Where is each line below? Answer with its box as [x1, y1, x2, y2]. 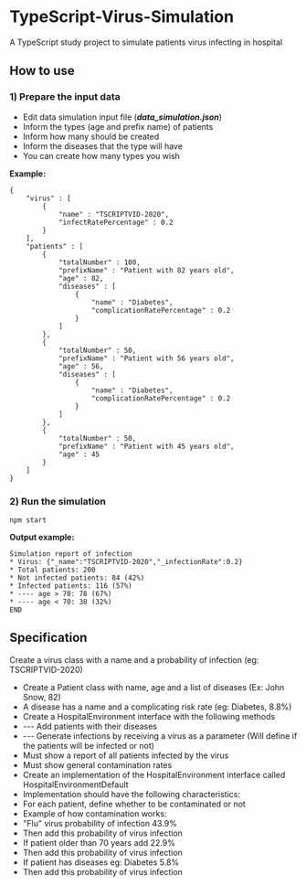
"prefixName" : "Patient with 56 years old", [58, 354, 235, 363]
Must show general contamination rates [22, 759, 173, 770]
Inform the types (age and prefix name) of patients [22, 121, 214, 132]
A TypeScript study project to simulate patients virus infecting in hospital [9, 37, 283, 48]
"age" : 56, [58, 361, 104, 371]
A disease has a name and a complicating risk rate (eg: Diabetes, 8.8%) [22, 701, 292, 712]
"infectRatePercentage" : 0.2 [58, 218, 174, 227]
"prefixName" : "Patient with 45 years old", [58, 442, 235, 451]
